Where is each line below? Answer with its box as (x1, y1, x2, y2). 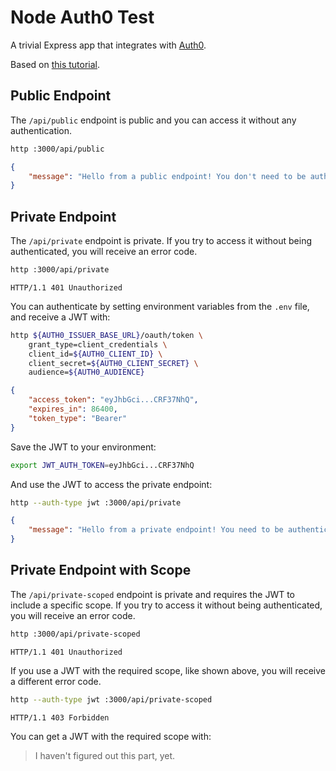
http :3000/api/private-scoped (10, 629, 141, 639)
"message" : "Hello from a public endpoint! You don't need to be (28, 171, 307, 181)
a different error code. (10, 675, 102, 687)
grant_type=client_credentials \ (28, 339, 168, 350)
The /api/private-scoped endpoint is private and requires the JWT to (10, 588, 296, 600)
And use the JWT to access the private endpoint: (10, 478, 213, 490)
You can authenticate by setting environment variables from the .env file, (10, 300, 310, 312)
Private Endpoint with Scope (10, 562, 192, 579)
